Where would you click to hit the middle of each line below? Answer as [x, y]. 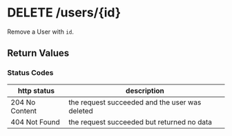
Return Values [38, 53]
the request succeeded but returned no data [141, 122]
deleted [81, 111]
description [145, 91]
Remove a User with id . [41, 32]
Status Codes [30, 73]
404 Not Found [35, 122]
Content [23, 111]
